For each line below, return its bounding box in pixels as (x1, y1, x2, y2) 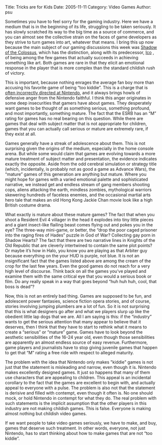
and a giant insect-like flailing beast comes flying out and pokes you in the (5, 222, 153, 227)
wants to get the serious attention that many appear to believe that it (5, 319, 141, 324)
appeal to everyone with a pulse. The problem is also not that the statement (5, 385, 156, 391)
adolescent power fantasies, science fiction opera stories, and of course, (5, 298, 151, 304)
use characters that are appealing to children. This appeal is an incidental (5, 375, 151, 380)
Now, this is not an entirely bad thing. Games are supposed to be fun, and (5, 293, 151, 299)
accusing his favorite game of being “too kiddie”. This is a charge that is (5, 85, 148, 90)
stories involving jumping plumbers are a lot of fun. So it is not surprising (5, 303, 150, 309)
